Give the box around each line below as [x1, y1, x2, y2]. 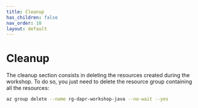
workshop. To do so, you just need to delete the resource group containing [6, 78, 193, 85]
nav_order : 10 [6, 20, 42, 26]
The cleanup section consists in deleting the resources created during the [6, 72, 190, 79]
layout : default [6, 25, 47, 32]
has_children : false [6, 14, 59, 21]
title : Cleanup [6, 8, 45, 15]
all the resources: [6, 84, 49, 92]
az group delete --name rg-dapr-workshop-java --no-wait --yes [6, 96, 169, 103]
